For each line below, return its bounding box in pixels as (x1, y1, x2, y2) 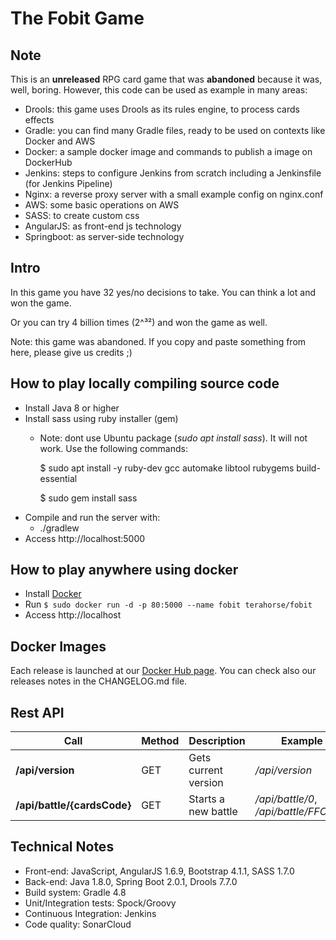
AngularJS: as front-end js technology (24, 220, 182, 232)
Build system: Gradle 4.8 (24, 886, 127, 898)
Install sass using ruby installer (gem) (24, 412, 179, 424)
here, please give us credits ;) (10, 346, 133, 358)
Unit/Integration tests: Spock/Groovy (24, 897, 177, 909)
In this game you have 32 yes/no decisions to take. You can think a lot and (10, 286, 316, 298)
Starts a (188, 792, 225, 806)
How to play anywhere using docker (10, 562, 239, 579)
